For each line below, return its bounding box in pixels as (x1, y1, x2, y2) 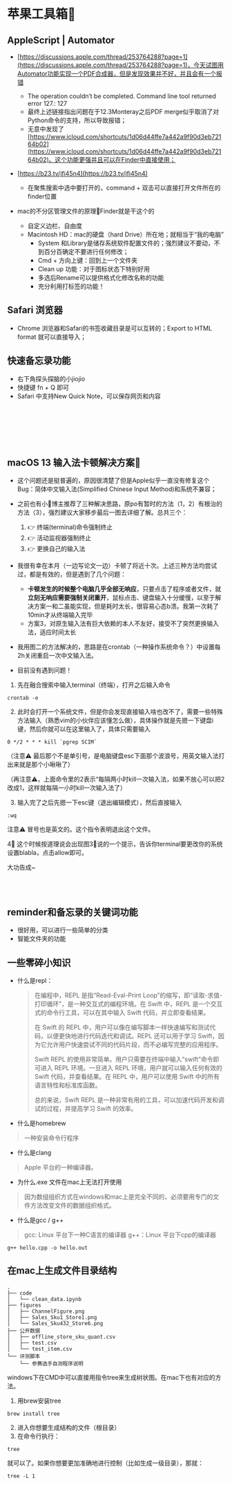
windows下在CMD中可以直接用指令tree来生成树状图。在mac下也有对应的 (7, 1373, 215, 1381)
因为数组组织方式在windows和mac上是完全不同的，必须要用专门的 (23, 1192, 213, 1201)
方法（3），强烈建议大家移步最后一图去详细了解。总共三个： (17, 508, 188, 517)
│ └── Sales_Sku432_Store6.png (7, 1320, 104, 1327)
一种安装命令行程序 (23, 1134, 79, 1142)
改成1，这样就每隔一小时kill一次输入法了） (7, 784, 126, 792)
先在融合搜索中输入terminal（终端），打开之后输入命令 (17, 681, 171, 689)
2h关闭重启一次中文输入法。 (17, 652, 98, 660)
